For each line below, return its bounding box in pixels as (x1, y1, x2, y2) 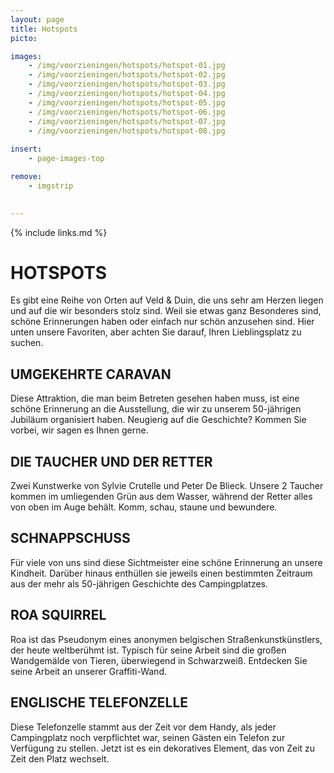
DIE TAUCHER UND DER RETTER (10, 453, 213, 470)
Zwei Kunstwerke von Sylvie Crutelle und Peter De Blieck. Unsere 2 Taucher (10, 480, 324, 492)
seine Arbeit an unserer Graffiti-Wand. (10, 665, 167, 677)
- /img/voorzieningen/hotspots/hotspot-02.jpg (28, 70, 226, 80)
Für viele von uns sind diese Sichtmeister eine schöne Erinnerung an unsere (10, 556, 323, 568)
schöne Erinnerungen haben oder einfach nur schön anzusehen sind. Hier (10, 316, 315, 328)
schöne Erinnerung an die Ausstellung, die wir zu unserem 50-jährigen (10, 403, 302, 415)
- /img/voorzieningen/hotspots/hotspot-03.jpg (28, 79, 226, 90)
